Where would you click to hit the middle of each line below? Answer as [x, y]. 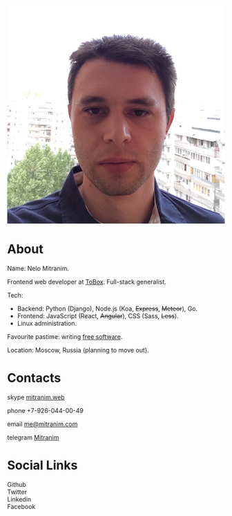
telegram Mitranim [33, 437]
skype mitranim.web [36, 397]
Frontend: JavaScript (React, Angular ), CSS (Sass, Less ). [98, 315]
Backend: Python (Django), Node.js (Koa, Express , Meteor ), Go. [107, 308]
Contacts [34, 378]
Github [17, 484]
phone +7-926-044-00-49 [46, 410]
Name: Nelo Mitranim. [38, 268]
